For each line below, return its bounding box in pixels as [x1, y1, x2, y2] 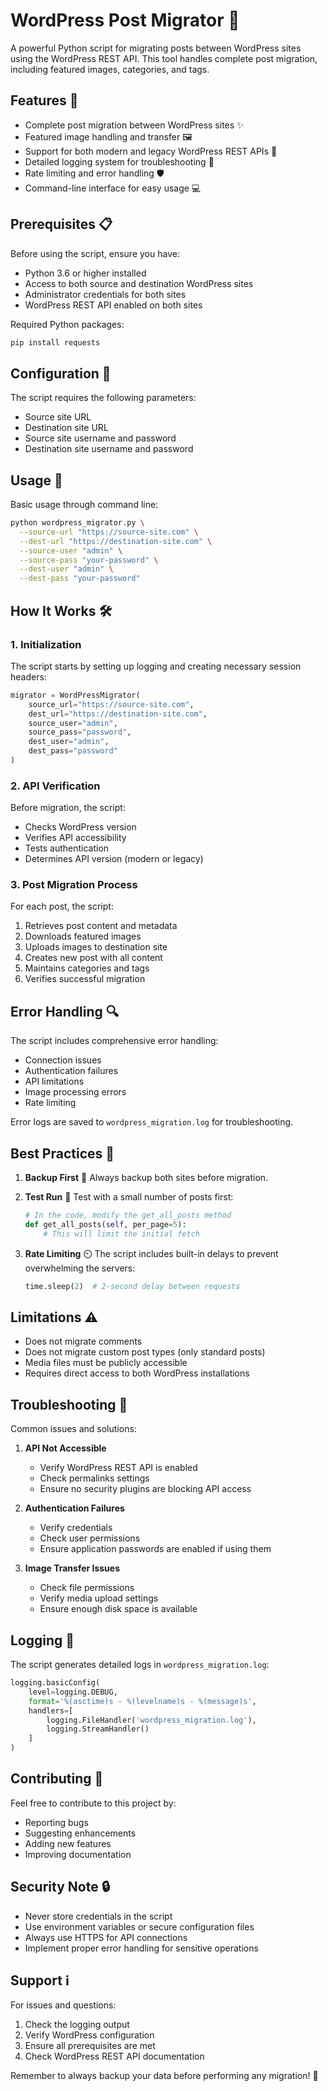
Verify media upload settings [39, 1592, 159, 1604]
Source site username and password [24, 432, 177, 444]
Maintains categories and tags [24, 962, 150, 974]
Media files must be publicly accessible [24, 1357, 188, 1369]
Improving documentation [24, 1848, 132, 1860]
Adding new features [24, 1837, 112, 1849]
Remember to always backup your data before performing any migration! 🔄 [10, 2070, 319, 2082]
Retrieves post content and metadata [24, 920, 178, 932]
